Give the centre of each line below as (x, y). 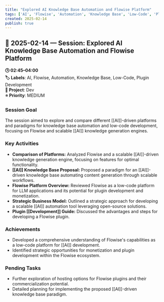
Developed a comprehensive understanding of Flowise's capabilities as (84, 239)
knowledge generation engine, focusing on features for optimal (75, 159)
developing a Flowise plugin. (41, 216)
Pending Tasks (23, 268)
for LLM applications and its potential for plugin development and (78, 191)
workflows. (23, 180)
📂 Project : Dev (20, 90)
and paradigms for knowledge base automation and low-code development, (81, 126)
